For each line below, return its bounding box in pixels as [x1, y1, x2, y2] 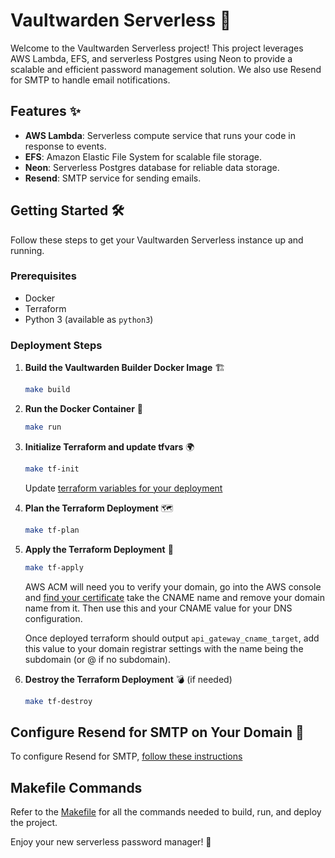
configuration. [24, 612, 83, 624]
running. [10, 244, 45, 256]
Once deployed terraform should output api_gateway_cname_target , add [24, 632, 320, 644]
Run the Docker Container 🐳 [24, 403, 144, 415]
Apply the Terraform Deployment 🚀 [24, 543, 174, 555]
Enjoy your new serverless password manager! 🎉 [10, 836, 212, 848]
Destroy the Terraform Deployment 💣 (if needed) [24, 673, 233, 685]
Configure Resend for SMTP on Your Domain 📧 [10, 724, 305, 741]
